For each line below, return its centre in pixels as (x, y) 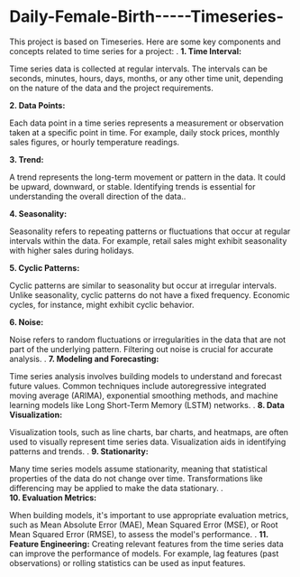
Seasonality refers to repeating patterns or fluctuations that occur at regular (150, 231)
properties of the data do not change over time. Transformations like (136, 478)
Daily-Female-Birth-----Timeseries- (146, 17)
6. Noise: (27, 321)
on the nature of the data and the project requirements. (111, 88)
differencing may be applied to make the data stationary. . (116, 488)
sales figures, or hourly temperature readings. (95, 142)
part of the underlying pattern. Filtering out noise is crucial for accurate (141, 349)
